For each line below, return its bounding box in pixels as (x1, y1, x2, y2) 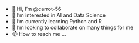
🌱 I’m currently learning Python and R (11, 18, 102, 24)
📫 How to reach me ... (11, 31, 66, 37)
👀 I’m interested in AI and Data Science (11, 12, 106, 19)
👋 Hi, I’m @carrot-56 (11, 6, 62, 12)
